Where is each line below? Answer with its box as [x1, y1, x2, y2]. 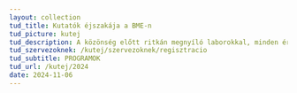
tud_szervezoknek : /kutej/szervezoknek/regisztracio [9, 46, 208, 55]
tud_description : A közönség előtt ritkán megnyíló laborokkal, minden [9, 37, 278, 47]
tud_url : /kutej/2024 [9, 63, 89, 72]
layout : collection [9, 12, 81, 22]
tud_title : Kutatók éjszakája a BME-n [9, 21, 152, 30]
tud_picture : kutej [9, 29, 81, 38]
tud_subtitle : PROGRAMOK [9, 54, 101, 63]
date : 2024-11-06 [9, 71, 73, 80]
